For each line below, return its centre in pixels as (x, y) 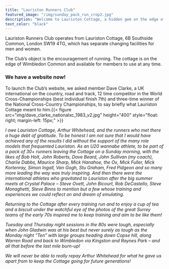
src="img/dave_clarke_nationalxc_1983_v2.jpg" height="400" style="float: (82, 115)
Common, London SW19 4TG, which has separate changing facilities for (80, 44)
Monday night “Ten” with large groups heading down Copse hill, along (78, 235)
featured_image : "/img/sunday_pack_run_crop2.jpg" (59, 15)
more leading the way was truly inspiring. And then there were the (74, 173)
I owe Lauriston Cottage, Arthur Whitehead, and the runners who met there (83, 130)
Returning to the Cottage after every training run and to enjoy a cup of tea (82, 204)
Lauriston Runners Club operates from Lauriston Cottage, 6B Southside (79, 38)
